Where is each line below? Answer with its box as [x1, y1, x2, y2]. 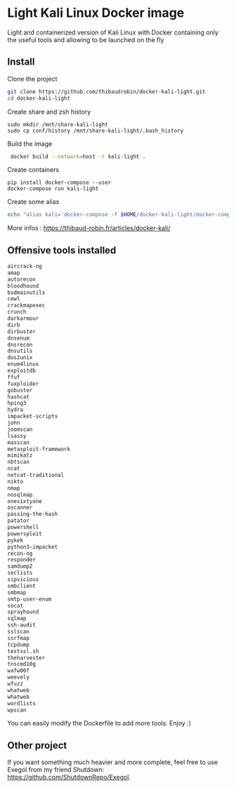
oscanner [7, 504, 33, 512]
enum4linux [7, 361, 39, 368]
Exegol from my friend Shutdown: [7, 766, 105, 774]
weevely [7, 674, 30, 681]
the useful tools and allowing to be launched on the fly [7, 35, 164, 44]
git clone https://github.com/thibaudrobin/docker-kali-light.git [7, 88, 206, 95]
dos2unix [7, 354, 33, 361]
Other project [7, 739, 67, 752]
